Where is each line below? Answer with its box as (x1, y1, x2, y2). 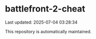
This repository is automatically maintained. (5, 28, 92, 34)
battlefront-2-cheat (5, 3, 85, 14)
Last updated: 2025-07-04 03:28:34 (5, 19, 78, 25)
